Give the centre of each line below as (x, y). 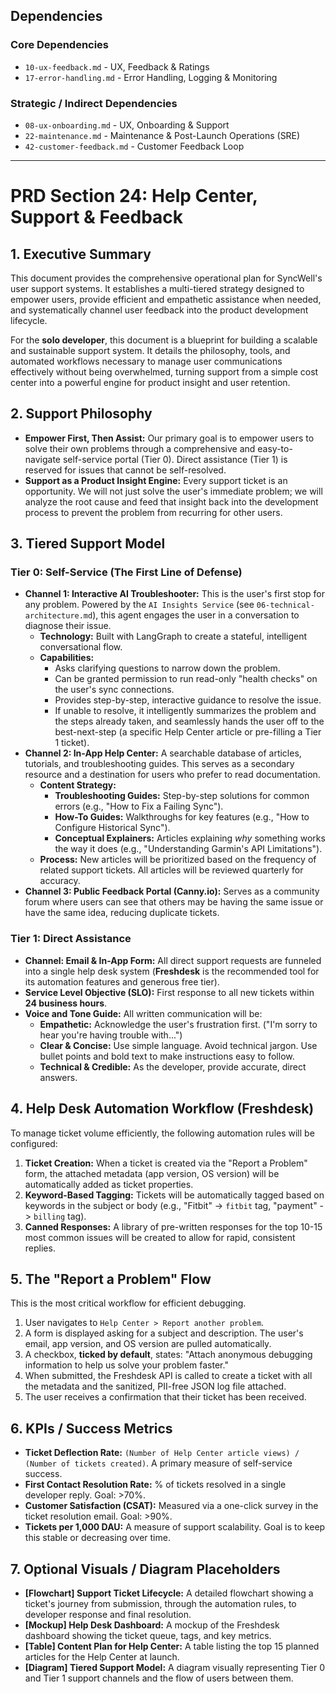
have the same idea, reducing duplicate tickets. (122, 913)
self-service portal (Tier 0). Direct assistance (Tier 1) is (175, 459)
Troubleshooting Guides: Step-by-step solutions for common (182, 796)
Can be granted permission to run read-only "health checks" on (186, 679)
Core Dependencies (60, 45)
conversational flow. (81, 647)
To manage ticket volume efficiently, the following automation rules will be (162, 1133)
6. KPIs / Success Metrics (91, 1428)
